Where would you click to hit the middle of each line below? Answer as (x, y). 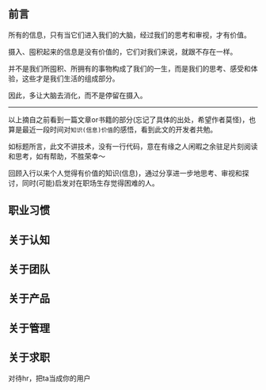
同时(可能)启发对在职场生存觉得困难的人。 (91, 183)
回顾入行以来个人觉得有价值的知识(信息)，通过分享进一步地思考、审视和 (125, 173)
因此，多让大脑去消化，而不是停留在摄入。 (78, 95)
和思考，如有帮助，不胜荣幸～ (57, 156)
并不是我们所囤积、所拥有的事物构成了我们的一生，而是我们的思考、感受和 (129, 68)
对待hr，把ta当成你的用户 (49, 378)
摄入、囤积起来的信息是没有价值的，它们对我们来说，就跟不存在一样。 (123, 52)
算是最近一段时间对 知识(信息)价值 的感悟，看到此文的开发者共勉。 (113, 129)
